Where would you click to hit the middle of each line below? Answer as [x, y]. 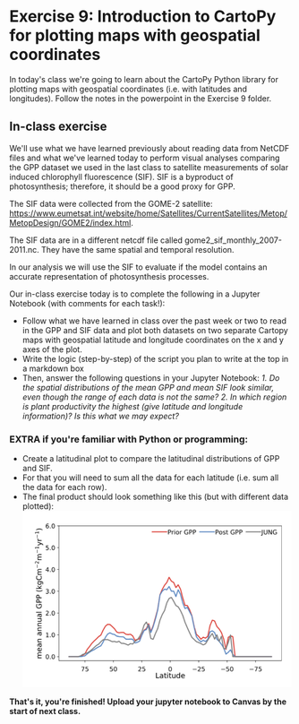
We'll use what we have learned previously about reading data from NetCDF [149, 148]
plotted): [38, 506]
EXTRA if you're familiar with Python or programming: [129, 439]
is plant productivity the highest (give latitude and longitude [132, 406]
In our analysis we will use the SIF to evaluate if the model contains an [138, 267]
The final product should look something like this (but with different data [155, 497]
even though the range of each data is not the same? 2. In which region [154, 397]
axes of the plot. [52, 349]
